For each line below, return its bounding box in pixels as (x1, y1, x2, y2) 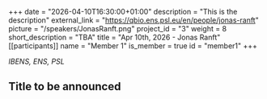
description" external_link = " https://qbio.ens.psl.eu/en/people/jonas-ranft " (8, 15, 259, 25)
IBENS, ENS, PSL (8, 56, 65, 66)
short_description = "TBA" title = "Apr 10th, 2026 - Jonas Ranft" (8, 32, 221, 42)
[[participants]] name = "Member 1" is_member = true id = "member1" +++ (8, 41, 257, 51)
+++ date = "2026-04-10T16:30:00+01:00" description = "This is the (8, 7, 238, 16)
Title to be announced (8, 80, 121, 93)
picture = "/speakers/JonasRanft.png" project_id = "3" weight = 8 (8, 24, 227, 33)
